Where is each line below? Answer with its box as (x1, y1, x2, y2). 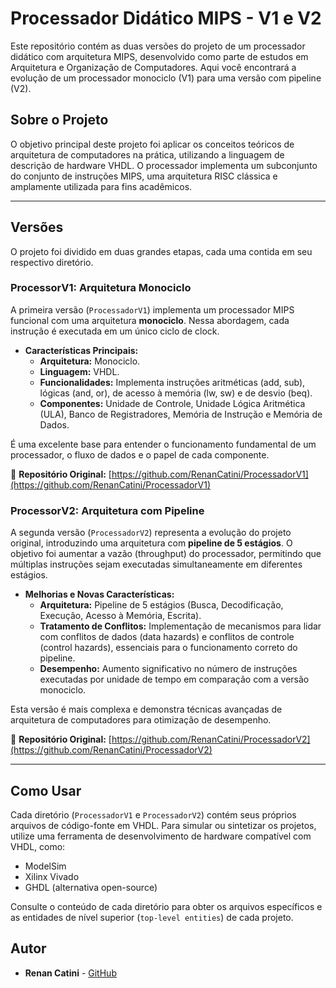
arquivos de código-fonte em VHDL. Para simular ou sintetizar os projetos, (10, 819, 317, 831)
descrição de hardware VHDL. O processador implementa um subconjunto (10, 159, 318, 171)
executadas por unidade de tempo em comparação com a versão (39, 673, 310, 686)
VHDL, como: (10, 840, 66, 852)
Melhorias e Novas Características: (24, 588, 175, 601)
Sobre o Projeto (10, 112, 109, 129)
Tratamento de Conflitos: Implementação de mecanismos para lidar (39, 620, 322, 632)
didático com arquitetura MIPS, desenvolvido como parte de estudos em (10, 50, 309, 62)
